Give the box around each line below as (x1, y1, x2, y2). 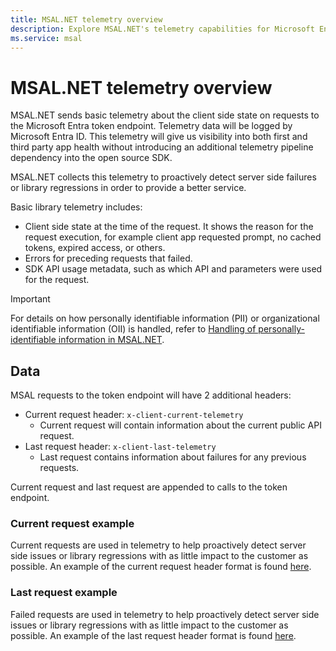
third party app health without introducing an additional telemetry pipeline (10, 141, 314, 153)
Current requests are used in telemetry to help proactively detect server (10, 539, 307, 551)
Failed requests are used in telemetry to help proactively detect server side (10, 608, 320, 620)
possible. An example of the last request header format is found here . (10, 629, 297, 641)
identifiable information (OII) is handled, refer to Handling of (10, 323, 257, 335)
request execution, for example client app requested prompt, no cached (24, 231, 322, 243)
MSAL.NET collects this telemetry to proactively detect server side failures (10, 171, 317, 183)
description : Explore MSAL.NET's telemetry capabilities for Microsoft (10, 24, 315, 34)
